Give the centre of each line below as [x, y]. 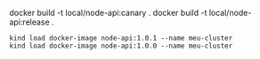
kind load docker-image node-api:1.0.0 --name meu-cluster [121, 46]
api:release [30, 22]
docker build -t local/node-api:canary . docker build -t [108, 13]
